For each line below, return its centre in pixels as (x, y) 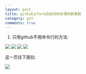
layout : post (18, 9)
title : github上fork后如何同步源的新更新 (43, 14)
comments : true (20, 23)
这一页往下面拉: (21, 57)
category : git (19, 18)
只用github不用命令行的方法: (40, 37)
